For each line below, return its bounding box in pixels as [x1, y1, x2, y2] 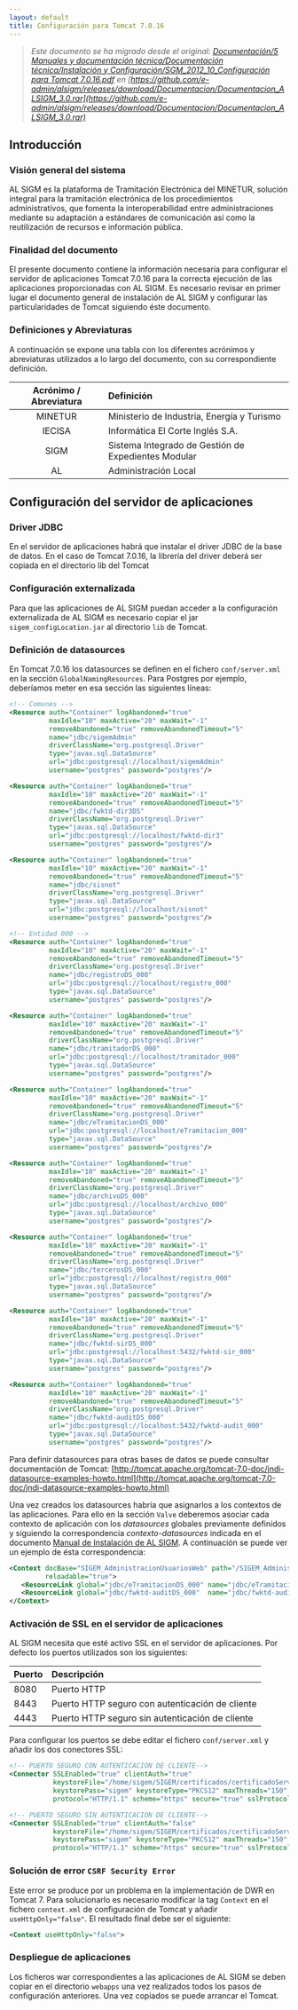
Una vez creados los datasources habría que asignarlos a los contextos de [9, 1499, 282, 1509]
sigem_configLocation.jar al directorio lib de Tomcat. [9, 621, 208, 632]
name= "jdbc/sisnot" [48, 880, 122, 889]
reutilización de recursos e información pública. [9, 222, 184, 233]
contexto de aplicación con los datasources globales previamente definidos [9, 1518, 286, 1529]
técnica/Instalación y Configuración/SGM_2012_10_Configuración [30, 64, 271, 75]
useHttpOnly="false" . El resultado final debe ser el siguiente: [9, 1913, 231, 1924]
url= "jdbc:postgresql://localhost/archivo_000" [48, 1200, 228, 1210]
